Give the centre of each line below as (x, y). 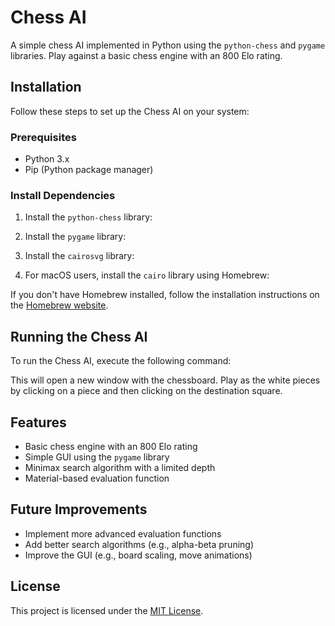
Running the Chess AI (79, 336)
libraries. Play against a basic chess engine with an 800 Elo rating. (146, 55)
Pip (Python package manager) (89, 170)
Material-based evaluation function (97, 478)
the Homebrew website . (59, 305)
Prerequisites (43, 137)
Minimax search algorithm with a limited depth (120, 467)
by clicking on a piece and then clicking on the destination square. (146, 391)
